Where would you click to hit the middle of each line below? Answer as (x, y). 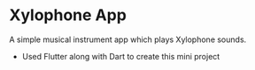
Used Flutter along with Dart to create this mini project (121, 56)
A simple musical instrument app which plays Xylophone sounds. (128, 39)
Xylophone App (68, 15)
